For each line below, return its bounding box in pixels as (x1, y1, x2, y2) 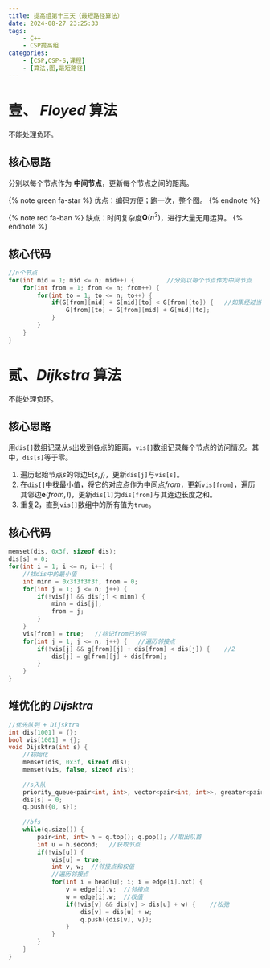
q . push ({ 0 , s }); (22, 803, 78, 811)
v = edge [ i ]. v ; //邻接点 (65, 886, 149, 894)
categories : (8, 49, 48, 57)
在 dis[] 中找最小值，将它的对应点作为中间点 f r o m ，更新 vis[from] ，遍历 (19, 480, 256, 489)
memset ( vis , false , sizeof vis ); (22, 766, 135, 774)
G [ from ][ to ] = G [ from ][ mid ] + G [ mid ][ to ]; (65, 307, 211, 315)
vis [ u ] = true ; (51, 855, 103, 863)
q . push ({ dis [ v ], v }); (80, 915, 153, 924)
